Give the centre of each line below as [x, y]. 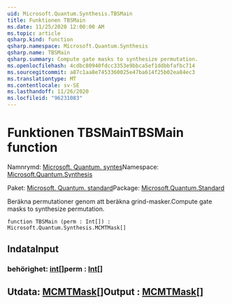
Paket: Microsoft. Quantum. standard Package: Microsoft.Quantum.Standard [116, 188]
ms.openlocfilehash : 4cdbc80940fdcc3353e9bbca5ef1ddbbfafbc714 [101, 66]
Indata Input [33, 249]
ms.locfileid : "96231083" [45, 99]
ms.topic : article [34, 33]
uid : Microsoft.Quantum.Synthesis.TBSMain [70, 14]
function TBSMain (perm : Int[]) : [59, 222]
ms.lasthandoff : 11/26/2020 [48, 92]
